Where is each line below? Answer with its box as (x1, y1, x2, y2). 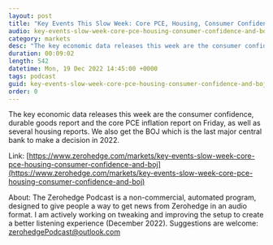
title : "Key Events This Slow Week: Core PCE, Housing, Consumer (8, 19, 234, 28)
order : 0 (8, 87, 38, 96)
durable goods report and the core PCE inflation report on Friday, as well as (8, 118, 262, 128)
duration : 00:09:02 (8, 49, 75, 58)
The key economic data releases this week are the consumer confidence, (8, 110, 254, 119)
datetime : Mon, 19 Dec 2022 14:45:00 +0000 (8, 65, 158, 73)
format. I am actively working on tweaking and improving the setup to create (8, 210, 264, 220)
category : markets (8, 34, 71, 43)
